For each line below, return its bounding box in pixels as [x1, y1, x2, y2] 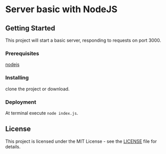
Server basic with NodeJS [5, 4, 118, 15]
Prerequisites [5, 50, 39, 57]
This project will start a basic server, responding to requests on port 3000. [5, 37, 161, 43]
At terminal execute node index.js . [5, 110, 78, 116]
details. [5, 143, 21, 149]
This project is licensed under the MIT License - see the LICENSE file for [5, 138, 157, 144]
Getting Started [5, 24, 56, 33]
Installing [5, 74, 29, 81]
